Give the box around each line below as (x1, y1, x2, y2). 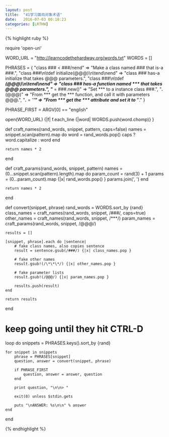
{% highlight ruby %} (5, 35, 49, 41)
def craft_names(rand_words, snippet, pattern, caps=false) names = (5, 126, 147, 132)
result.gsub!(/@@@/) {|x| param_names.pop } (14, 275, 109, 280)
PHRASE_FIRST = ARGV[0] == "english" (5, 107, 88, 113)
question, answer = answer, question (23, 372, 102, 377)
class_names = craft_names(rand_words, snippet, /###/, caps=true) (5, 210, 146, 216)
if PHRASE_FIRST (14, 367, 49, 373)
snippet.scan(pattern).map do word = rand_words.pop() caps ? (5, 132, 136, 138)
